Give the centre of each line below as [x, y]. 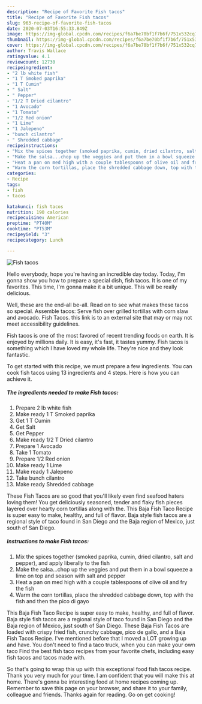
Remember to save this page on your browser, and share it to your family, [97, 688]
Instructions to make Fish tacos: [48, 541]
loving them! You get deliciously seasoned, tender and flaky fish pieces [95, 502]
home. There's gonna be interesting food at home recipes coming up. [93, 682]
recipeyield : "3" [28, 234]
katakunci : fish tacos [35, 207]
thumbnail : [20, 40]
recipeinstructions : [33, 145]
